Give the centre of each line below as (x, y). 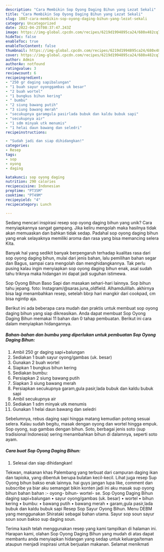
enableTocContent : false (31, 46)
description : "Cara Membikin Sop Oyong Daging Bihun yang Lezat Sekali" (81, 10)
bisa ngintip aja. (21, 298)
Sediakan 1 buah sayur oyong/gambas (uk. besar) (62, 358)
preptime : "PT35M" (24, 191)
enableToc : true (22, 42)
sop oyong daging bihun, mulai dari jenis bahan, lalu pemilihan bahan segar (81, 258)
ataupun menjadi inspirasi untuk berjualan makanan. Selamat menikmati (77, 544)
